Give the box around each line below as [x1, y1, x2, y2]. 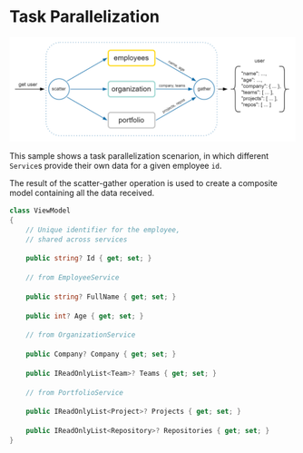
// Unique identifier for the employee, [25, 225, 181, 234]
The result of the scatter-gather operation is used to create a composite [9, 178, 279, 189]
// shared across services [25, 234, 128, 244]
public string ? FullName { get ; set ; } [25, 292, 177, 301]
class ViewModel [9, 206, 71, 215]
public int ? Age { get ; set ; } [25, 311, 144, 320]
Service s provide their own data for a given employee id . [9, 161, 222, 172]
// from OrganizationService [25, 330, 136, 340]
